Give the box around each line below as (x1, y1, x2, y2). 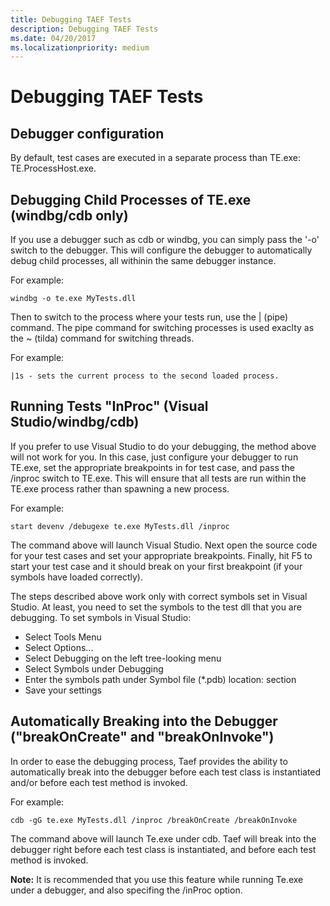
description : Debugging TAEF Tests (10, 24, 159, 34)
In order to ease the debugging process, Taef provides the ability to (10, 755, 288, 767)
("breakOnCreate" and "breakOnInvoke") (10, 729, 275, 746)
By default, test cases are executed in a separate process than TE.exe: (10, 152, 301, 164)
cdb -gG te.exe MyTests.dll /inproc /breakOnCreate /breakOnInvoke (10, 815, 298, 825)
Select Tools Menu (24, 631, 102, 643)
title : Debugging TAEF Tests (10, 14, 132, 25)
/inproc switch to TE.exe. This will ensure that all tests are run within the (10, 472, 307, 484)
